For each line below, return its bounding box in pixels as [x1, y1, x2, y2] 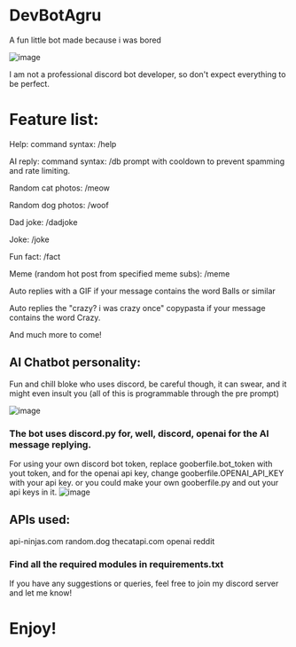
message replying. [9, 438, 91, 450]
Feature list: [9, 110, 99, 129]
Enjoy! [9, 619, 58, 639]
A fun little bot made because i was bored [9, 35, 162, 45]
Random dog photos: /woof [9, 199, 109, 210]
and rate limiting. [9, 165, 71, 175]
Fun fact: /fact [9, 251, 61, 261]
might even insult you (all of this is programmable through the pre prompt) [9, 387, 279, 399]
